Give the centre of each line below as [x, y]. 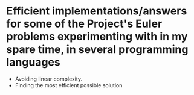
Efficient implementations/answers [97, 11]
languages [33, 62]
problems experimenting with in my [97, 37]
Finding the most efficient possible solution [69, 85]
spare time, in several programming [97, 50]
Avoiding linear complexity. [49, 79]
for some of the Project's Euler [84, 24]
